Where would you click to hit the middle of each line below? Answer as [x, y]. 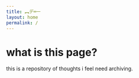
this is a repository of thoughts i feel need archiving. [69, 68]
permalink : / [22, 23]
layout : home [22, 17]
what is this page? [52, 52]
